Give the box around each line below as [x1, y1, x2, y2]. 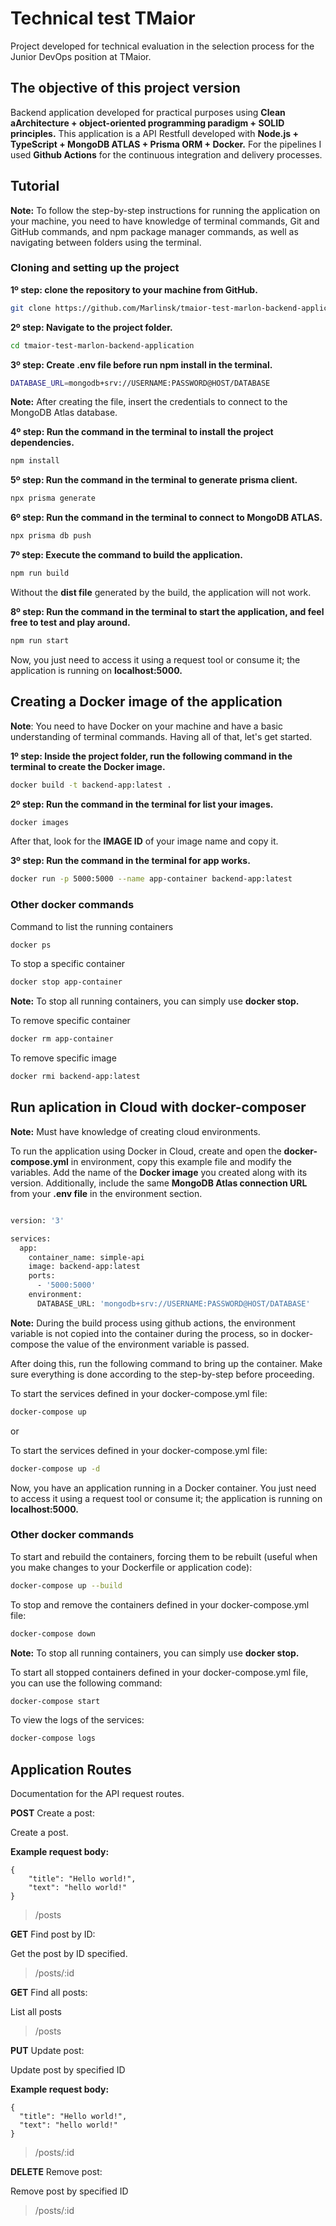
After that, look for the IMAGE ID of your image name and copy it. [10, 835, 279, 847]
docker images [10, 817, 70, 827]
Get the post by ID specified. [10, 1948, 128, 1960]
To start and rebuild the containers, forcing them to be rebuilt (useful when [10, 1550, 318, 1562]
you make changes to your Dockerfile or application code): [10, 1561, 253, 1573]
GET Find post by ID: [10, 1928, 96, 1941]
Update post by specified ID [10, 2064, 126, 2076]
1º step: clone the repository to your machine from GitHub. [10, 283, 258, 296]
